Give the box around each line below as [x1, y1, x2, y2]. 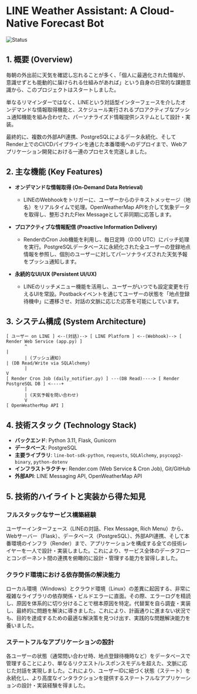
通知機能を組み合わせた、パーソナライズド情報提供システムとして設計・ [11, 113, 186, 120]
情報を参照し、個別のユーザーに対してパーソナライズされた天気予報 [23, 250, 188, 257]
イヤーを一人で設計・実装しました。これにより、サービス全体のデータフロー [6, 547, 191, 554]
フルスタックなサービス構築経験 [6, 510, 97, 519]
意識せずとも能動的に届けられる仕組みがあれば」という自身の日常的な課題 [6, 78, 186, 86]
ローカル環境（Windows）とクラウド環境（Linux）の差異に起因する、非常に [6, 585, 191, 592]
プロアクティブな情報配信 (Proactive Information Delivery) [14, 223, 157, 230]
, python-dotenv [30, 458, 68, 466]
